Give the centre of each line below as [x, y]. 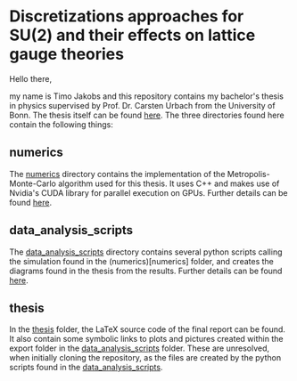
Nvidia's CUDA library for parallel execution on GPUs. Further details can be [148, 192]
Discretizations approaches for [127, 16]
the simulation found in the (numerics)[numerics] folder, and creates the [142, 261]
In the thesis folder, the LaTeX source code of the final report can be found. [147, 329]
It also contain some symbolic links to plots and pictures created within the [146, 339]
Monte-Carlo [33, 183]
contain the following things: [61, 124]
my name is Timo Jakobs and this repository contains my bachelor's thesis [146, 96]
